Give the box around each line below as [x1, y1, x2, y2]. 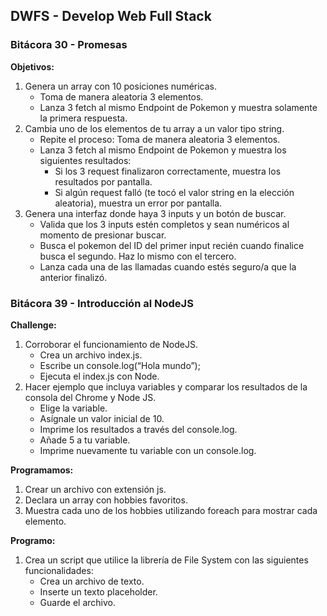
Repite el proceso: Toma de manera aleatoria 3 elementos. [39, 133, 281, 145]
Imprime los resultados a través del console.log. [39, 423, 238, 435]
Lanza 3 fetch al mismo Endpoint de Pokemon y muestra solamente [39, 101, 318, 113]
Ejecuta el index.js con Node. [39, 370, 160, 382]
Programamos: [10, 464, 74, 476]
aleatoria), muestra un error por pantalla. [54, 197, 223, 209]
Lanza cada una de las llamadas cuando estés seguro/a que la [39, 260, 297, 273]
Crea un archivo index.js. [39, 349, 143, 361]
